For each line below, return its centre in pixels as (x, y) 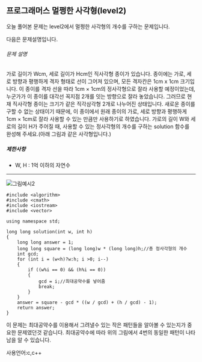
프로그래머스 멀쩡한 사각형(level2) (66, 11)
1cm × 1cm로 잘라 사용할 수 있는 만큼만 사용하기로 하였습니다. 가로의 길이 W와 (98, 119)
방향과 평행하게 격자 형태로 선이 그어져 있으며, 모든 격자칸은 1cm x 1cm (96, 81)
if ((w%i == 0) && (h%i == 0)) (67, 269)
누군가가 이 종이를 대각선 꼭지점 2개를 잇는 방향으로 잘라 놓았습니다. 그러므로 (96, 97)
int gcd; (28, 254)
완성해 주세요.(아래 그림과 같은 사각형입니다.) (59, 134)
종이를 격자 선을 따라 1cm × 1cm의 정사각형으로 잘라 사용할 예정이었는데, (110, 89)
